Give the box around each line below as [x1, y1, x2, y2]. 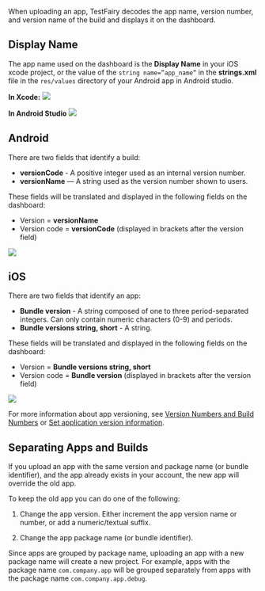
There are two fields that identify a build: [8, 152, 141, 162]
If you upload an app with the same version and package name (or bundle [8, 462, 249, 471]
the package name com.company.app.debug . [8, 574, 148, 583]
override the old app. [8, 479, 77, 488]
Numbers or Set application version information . [8, 418, 165, 427]
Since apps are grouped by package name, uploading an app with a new [8, 548, 244, 558]
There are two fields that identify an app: [8, 291, 141, 300]
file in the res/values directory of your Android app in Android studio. [8, 75, 234, 86]
